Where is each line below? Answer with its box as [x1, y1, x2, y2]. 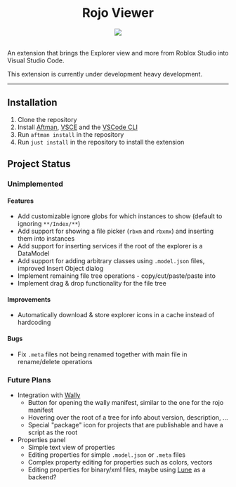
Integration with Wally [17, 391, 81, 399]
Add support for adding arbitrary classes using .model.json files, [17, 257, 205, 265]
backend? [27, 472, 57, 481]
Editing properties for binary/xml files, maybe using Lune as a [27, 465, 206, 474]
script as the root [27, 428, 78, 436]
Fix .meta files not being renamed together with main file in [17, 349, 188, 359]
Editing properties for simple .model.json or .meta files [27, 451, 186, 459]
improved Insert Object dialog [17, 265, 104, 273]
